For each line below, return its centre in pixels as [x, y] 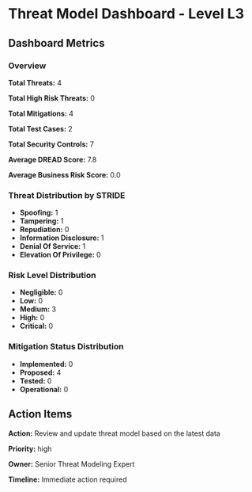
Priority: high [30, 448]
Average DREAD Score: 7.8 [53, 159]
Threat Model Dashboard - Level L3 [126, 14]
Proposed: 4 [40, 372]
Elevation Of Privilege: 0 [60, 255]
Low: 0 [31, 301]
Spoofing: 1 [39, 213]
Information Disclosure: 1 [62, 238]
